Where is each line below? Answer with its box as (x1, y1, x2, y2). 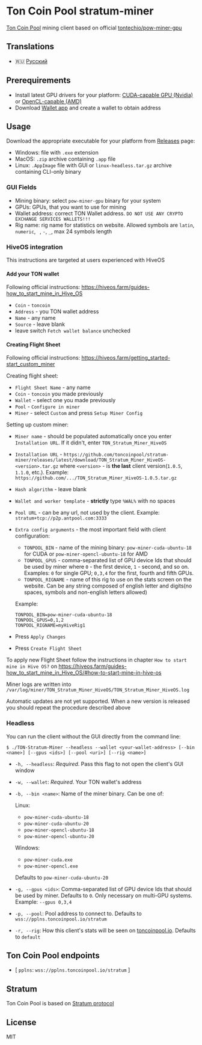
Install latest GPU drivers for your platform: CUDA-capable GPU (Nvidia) (14, 91, 194, 99)
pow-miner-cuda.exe (23, 857, 73, 863)
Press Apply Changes (14, 633, 66, 640)
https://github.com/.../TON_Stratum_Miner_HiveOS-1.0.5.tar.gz (14, 475, 177, 482)
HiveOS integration (6, 242, 63, 251)
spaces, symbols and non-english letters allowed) (23, 589, 147, 596)
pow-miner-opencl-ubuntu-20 (23, 833, 94, 839)
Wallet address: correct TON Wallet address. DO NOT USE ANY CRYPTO (14, 209, 183, 217)
